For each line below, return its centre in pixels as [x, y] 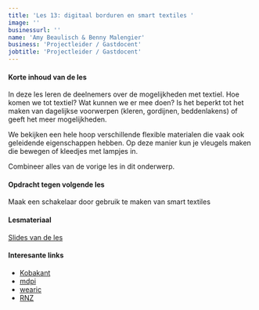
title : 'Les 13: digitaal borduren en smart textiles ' [101, 15]
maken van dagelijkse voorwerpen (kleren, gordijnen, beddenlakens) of [123, 111]
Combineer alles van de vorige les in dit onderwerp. [92, 166]
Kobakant [35, 272]
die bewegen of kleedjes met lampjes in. [73, 151]
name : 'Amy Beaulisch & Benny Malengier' [77, 37]
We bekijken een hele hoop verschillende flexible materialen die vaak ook [126, 135]
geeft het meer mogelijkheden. [58, 119]
